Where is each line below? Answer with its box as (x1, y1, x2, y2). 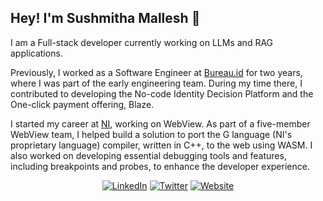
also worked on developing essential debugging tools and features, (10, 149, 287, 161)
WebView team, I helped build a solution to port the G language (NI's (10, 128, 293, 140)
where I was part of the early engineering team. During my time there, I (10, 77, 303, 89)
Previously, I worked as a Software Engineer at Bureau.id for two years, (10, 66, 303, 78)
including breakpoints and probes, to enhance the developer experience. (10, 160, 310, 172)
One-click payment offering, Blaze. (10, 98, 155, 110)
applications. (10, 47, 63, 59)
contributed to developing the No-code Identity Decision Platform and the (10, 87, 314, 100)
